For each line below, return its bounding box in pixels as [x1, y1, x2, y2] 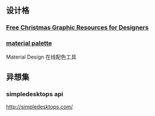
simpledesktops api [6, 90, 63, 98]
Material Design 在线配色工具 [6, 53, 76, 60]
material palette [6, 39, 52, 47]
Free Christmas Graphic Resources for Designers [6, 23, 149, 32]
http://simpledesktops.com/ [6, 103, 73, 110]
